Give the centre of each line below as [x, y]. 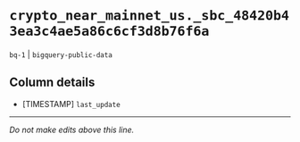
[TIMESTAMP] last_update [71, 104]
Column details [52, 83]
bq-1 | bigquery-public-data [61, 54]
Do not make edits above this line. [72, 129]
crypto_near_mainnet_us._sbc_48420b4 [150, 16]
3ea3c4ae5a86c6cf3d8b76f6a [109, 32]
